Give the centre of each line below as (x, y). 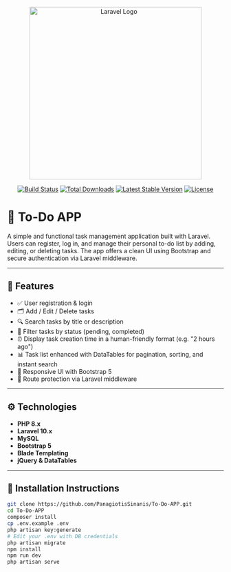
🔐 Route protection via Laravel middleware (77, 379)
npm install (24, 549)
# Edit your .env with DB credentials (63, 536)
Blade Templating (43, 453)
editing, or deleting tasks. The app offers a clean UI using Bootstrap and (109, 250)
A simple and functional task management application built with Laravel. (109, 236)
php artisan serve (33, 562)
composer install (32, 517)
